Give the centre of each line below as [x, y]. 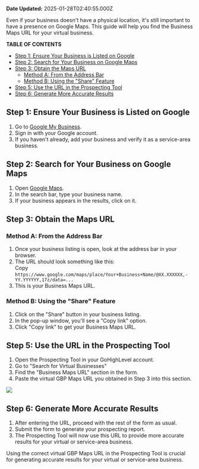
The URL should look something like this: [64, 262]
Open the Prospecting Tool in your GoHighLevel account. [84, 360]
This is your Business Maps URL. [55, 286]
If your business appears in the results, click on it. [75, 200]
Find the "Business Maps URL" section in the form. [76, 372]
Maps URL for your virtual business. [50, 33]
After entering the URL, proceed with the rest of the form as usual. [96, 423]
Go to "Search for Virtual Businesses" [61, 366]
